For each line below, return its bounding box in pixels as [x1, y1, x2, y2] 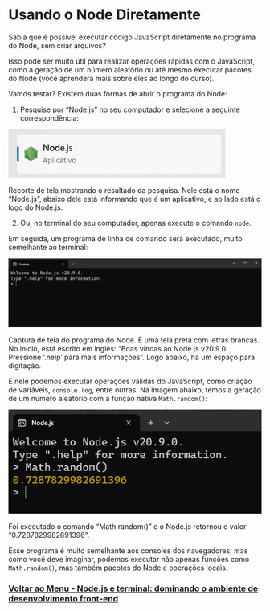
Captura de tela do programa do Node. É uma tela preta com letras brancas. [8, 335, 260, 345]
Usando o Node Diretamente [8, 6, 201, 24]
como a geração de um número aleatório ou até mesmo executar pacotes [8, 64, 252, 74]
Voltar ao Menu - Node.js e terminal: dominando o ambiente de [8, 583, 259, 594]
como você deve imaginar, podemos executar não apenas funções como [8, 554, 250, 564]
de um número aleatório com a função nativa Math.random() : [8, 393, 208, 403]
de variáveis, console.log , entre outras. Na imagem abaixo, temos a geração [8, 384, 261, 395]
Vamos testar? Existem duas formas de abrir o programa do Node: [8, 88, 227, 98]
